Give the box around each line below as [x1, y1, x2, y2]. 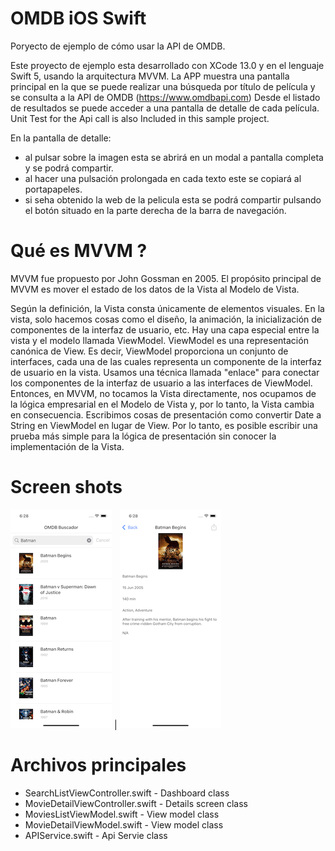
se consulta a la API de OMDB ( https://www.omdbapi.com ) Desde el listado [10, 91, 321, 103]
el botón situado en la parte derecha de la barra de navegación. [24, 204, 287, 216]
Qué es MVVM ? [10, 240, 148, 262]
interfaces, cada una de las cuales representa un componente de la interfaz [10, 355, 322, 367]
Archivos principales [10, 754, 187, 776]
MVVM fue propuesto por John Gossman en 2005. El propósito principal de [10, 272, 322, 284]
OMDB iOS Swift [10, 7, 147, 30]
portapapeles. [24, 183, 83, 195]
